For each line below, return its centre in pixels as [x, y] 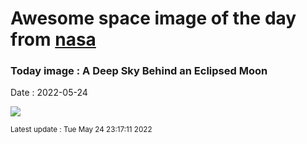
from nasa [53, 39]
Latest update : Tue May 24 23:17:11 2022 [81, 130]
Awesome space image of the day [153, 18]
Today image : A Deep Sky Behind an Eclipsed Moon [139, 71]
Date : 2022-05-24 [49, 93]
